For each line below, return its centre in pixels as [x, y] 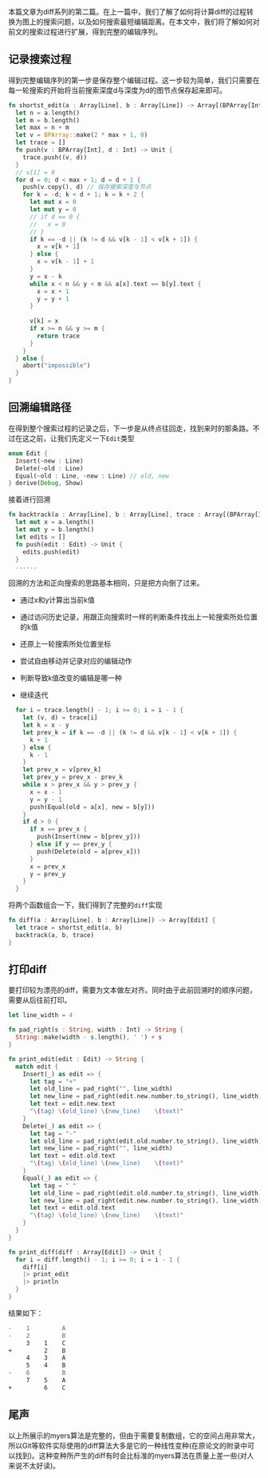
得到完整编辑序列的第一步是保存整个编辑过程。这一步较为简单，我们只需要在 [134, 80]
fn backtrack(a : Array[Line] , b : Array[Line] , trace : [105, 515]
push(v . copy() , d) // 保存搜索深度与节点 [87, 187]
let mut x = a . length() [55, 523]
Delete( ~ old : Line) [49, 468]
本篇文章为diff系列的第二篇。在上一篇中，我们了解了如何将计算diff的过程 [128, 12]
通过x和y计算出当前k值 [57, 600]
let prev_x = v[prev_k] [62, 770]
